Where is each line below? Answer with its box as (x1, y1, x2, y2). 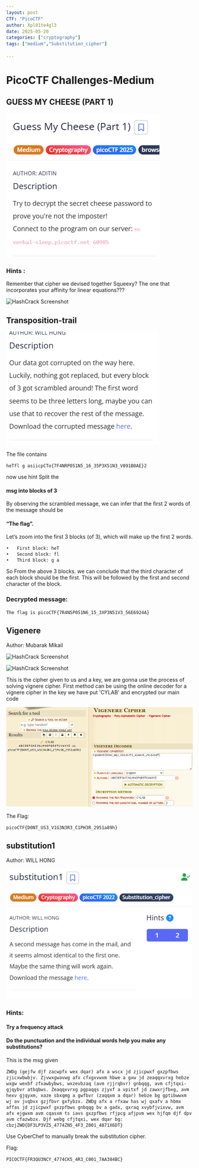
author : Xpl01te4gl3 (6, 22, 57, 28)
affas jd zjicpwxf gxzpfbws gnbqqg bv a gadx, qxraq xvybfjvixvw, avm (6, 1104, 184, 1110)
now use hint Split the (6, 473, 59, 480)
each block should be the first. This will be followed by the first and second (6, 574, 190, 581)
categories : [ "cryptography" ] (6, 34, 81, 41)
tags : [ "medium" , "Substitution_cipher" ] (6, 41, 108, 47)
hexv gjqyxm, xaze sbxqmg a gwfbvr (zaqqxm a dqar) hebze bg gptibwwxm (6, 1093, 187, 1098)
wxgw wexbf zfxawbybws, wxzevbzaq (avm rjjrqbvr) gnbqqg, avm (6, 1081, 163, 1087)
